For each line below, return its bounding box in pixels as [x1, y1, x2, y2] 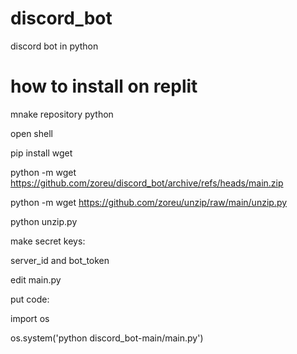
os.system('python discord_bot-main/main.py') [10, 332, 204, 344]
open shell [10, 127, 53, 139]
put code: [10, 293, 50, 305]
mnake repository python [10, 108, 114, 120]
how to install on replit [10, 75, 198, 98]
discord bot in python [10, 40, 99, 52]
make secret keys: [10, 235, 86, 247]
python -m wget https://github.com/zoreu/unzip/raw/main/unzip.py [10, 196, 288, 208]
